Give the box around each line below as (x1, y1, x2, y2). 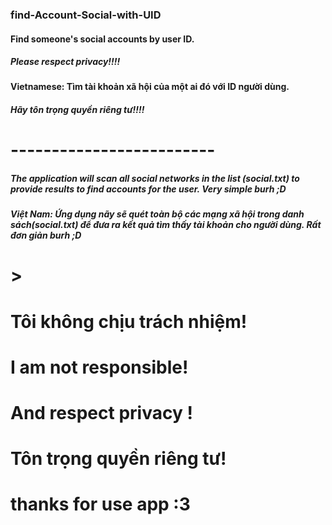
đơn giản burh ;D (10, 229, 82, 242)
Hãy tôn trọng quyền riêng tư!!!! (10, 104, 145, 116)
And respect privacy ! (10, 401, 193, 424)
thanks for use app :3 (10, 493, 191, 516)
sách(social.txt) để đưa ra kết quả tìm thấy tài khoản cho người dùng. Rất (10, 219, 322, 231)
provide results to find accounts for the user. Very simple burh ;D (10, 183, 287, 195)
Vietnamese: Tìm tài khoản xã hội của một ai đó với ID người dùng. (10, 81, 290, 93)
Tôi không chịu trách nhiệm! (10, 310, 248, 333)
